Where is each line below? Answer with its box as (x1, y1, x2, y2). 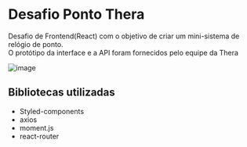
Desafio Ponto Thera (8, 5, 145, 23)
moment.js (19, 123, 54, 132)
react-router (19, 131, 60, 141)
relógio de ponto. (8, 39, 64, 48)
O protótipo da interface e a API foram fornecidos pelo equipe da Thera (8, 48, 239, 57)
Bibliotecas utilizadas (8, 86, 115, 99)
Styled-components (19, 106, 85, 116)
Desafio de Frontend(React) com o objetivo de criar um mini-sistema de (8, 31, 240, 41)
